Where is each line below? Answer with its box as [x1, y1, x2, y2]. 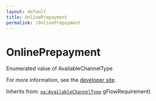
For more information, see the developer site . [6, 77, 117, 84]
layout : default [6, 8, 46, 15]
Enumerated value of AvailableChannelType [6, 65, 113, 72]
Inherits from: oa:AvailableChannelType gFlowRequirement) [6, 88, 151, 95]
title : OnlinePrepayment [6, 14, 68, 20]
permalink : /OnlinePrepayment [6, 20, 81, 26]
